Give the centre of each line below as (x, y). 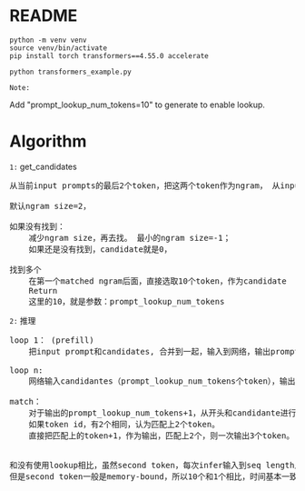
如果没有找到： (37, 226)
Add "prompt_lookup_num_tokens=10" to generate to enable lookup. (138, 105)
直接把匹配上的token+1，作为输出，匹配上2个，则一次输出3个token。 (162, 436)
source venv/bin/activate (58, 48)
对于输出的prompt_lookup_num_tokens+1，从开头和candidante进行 (162, 413)
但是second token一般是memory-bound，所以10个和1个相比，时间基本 (146, 476)
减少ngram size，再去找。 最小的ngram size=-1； (130, 238)
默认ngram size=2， (50, 206)
